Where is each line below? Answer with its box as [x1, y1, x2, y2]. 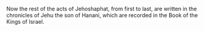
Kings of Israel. [6, 18, 45, 25]
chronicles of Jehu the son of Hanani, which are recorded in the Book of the [6, 12, 198, 19]
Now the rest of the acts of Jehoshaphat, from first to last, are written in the [6, 5, 197, 12]
